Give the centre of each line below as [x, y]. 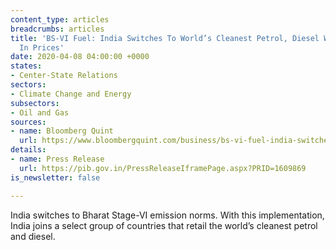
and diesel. [33, 236]
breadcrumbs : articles [57, 29]
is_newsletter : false [55, 177]
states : [26, 66]
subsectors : [35, 103]
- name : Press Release [57, 159]
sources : [28, 122]
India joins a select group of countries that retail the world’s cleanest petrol [164, 225]
